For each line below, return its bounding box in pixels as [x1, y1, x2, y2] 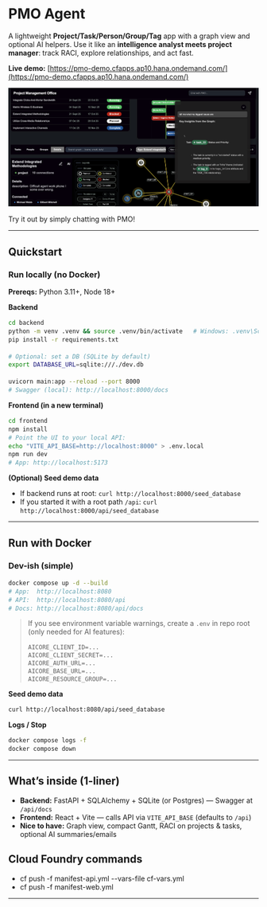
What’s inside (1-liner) [8, 774, 120, 788]
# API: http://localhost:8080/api [8, 596, 126, 604]
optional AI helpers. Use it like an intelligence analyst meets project [8, 39, 233, 49]
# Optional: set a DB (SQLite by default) [8, 352, 151, 361]
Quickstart [8, 244, 63, 259]
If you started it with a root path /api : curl [19, 497, 157, 506]
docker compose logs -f [8, 737, 87, 745]
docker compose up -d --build [8, 579, 109, 587]
